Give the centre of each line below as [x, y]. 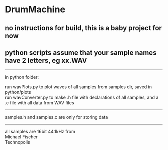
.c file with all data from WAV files [40, 103]
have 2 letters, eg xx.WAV [46, 60]
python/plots [18, 92]
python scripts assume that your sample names [81, 52]
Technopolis [18, 142]
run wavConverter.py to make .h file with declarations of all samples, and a [82, 98]
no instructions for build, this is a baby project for [84, 28]
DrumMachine [35, 9]
